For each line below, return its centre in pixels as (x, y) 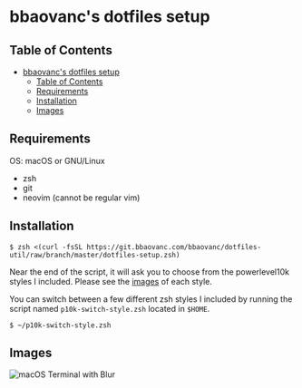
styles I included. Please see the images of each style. (111, 281)
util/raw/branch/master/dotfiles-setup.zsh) (95, 255)
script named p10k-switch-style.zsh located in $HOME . (110, 308)
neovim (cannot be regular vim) (81, 198)
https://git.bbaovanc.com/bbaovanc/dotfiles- (174, 247)
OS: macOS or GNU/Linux (58, 160)
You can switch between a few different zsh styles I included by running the (151, 299)
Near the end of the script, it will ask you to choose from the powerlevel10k (150, 272)
